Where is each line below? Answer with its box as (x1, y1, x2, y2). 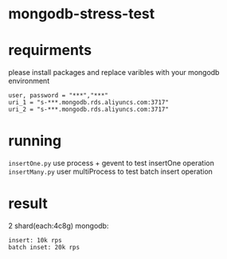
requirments (8, 41, 92, 60)
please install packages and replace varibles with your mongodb (8, 68, 220, 77)
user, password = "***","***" (8, 92, 109, 100)
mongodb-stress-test (8, 5, 155, 23)
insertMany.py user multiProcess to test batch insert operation (8, 167, 213, 176)
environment (8, 77, 50, 86)
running (8, 132, 62, 150)
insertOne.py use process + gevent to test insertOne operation (8, 159, 215, 168)
